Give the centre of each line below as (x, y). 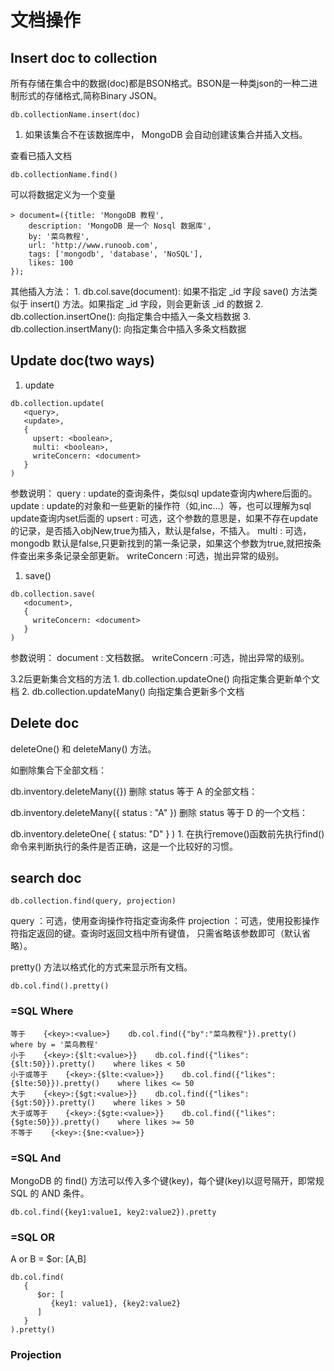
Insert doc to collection (84, 57)
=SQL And (36, 1158)
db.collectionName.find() (64, 175)
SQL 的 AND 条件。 (50, 1193)
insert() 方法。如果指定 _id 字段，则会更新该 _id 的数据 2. (146, 304)
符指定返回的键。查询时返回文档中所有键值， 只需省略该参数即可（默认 (156, 933)
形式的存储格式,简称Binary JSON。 (90, 95)
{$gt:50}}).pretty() (53, 1102)
